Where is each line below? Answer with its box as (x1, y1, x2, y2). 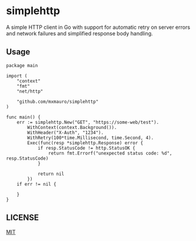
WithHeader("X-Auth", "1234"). (27, 130, 104, 136)
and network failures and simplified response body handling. (6, 29, 153, 37)
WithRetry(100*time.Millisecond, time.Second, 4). (27, 134, 154, 141)
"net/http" (16, 88, 44, 94)
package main (6, 62, 38, 68)
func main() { (6, 114, 41, 120)
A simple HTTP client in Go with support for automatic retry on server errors (6, 24, 190, 31)
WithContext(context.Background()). (27, 124, 117, 130)
